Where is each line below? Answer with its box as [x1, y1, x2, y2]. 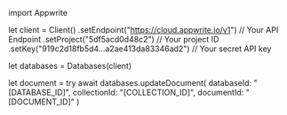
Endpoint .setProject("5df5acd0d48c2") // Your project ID [8, 34, 219, 44]
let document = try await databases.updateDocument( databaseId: [8, 78, 252, 88]
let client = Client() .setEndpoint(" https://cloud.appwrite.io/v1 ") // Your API [8, 25, 279, 34]
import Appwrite [8, 8, 68, 18]
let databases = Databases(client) [8, 61, 132, 71]
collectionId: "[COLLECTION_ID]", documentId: [73, 88, 244, 97]
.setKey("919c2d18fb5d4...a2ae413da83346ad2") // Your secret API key [8, 43, 272, 54]
